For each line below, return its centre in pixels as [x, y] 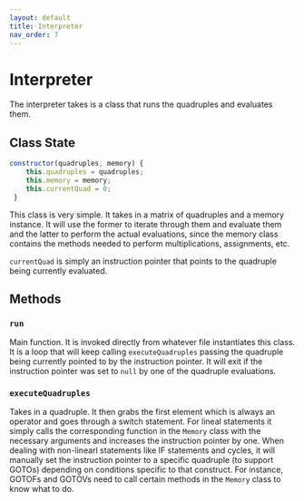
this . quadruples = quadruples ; [85, 172]
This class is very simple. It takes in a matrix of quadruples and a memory [147, 215]
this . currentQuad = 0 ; [69, 188]
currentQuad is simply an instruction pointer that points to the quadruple [143, 261]
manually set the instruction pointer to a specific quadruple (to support [142, 460]
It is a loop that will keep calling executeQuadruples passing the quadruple [147, 352]
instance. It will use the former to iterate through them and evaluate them [146, 224]
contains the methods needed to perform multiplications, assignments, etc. [150, 243]
